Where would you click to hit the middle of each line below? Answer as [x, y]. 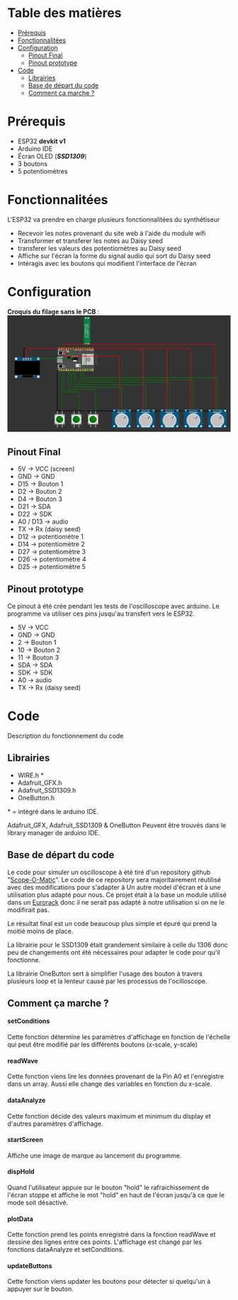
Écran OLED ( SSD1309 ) [52, 156]
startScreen [25, 1140]
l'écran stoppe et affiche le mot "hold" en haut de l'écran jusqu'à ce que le [116, 1194]
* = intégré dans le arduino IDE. [53, 811]
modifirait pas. [28, 910]
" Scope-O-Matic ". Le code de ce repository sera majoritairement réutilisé [114, 879]
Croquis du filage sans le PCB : [53, 311]
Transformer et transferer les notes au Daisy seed [90, 241]
